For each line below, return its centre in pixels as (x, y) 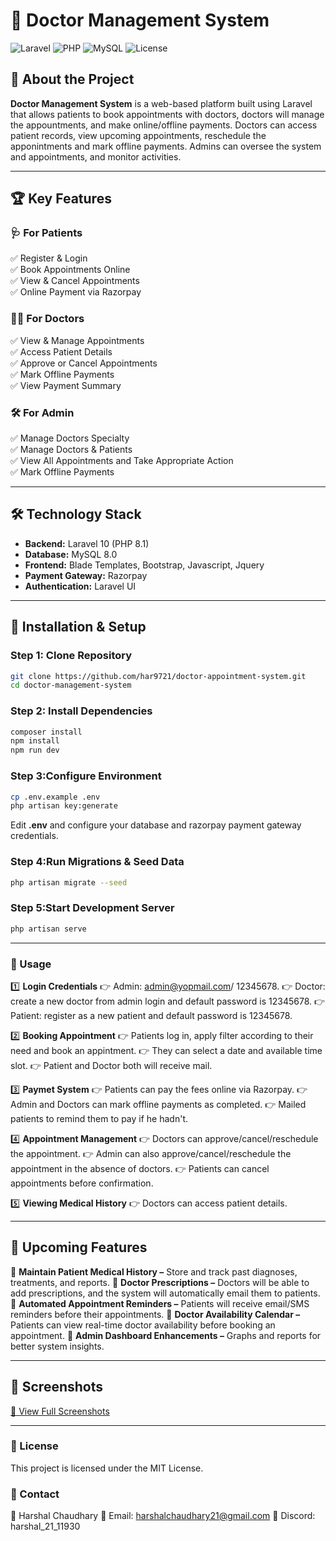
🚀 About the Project (72, 79)
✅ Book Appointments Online (70, 270)
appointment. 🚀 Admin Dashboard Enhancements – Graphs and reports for (166, 1335)
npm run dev (35, 750)
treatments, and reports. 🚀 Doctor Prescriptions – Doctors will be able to (160, 1282)
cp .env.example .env (55, 797)
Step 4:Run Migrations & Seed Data (97, 862)
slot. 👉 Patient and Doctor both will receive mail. (111, 1065)
